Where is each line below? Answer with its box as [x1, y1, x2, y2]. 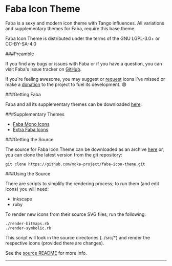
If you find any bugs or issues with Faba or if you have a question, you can [5, 60, 162, 66]
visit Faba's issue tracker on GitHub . [5, 66, 82, 72]
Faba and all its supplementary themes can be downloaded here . [5, 101, 142, 107]
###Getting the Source [5, 136, 54, 142]
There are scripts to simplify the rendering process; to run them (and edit [5, 180, 160, 187]
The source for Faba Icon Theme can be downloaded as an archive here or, [5, 146, 164, 152]
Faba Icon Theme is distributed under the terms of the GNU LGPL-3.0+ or [5, 35, 160, 41]
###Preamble [5, 51, 34, 57]
